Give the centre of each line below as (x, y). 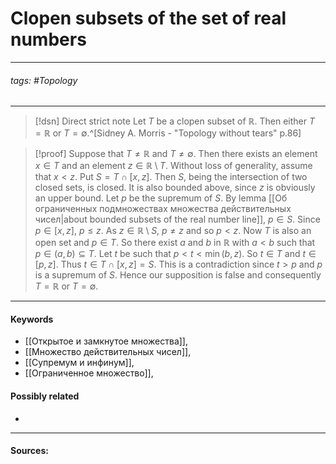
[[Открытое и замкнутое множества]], (106, 341)
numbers (48, 39)
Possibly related (45, 396)
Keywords (32, 319)
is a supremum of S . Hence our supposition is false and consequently (178, 275)
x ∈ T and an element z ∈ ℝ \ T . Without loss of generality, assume (173, 166)
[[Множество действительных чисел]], (108, 352)
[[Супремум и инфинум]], (79, 363)
